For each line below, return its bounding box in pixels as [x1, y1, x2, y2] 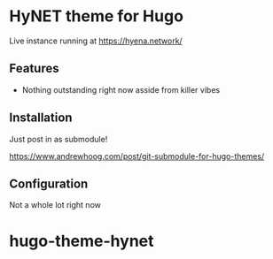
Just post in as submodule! [9, 133, 108, 144]
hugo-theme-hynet [9, 231, 154, 251]
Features [9, 61, 59, 76]
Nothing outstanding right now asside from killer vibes [21, 84, 220, 95]
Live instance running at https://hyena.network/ [9, 35, 183, 46]
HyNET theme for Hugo [9, 6, 184, 27]
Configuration [9, 176, 89, 191]
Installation [9, 110, 73, 126]
